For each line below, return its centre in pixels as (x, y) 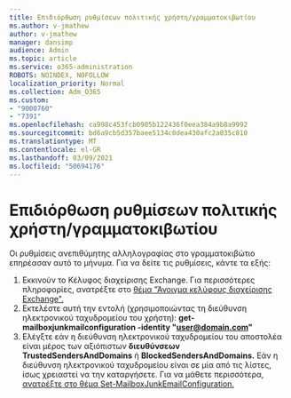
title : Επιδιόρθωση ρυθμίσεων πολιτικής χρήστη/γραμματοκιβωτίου (132, 17)
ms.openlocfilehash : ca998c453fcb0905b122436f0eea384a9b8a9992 (129, 125)
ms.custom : (29, 100)
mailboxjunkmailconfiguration (79, 327)
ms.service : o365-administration (71, 68)
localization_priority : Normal (67, 84)
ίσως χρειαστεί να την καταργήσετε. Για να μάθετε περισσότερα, (143, 375)
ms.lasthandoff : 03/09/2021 (61, 158)
